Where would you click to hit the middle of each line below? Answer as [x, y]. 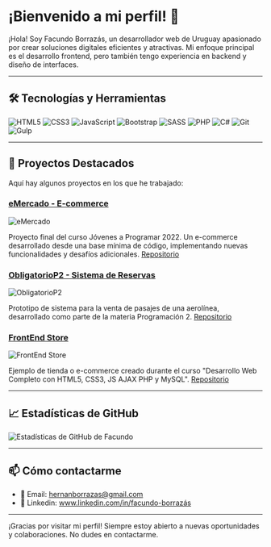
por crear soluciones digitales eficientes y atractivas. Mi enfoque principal [131, 47]
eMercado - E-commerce [58, 203]
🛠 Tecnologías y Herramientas [88, 99]
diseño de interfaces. [44, 65]
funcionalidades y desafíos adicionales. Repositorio [94, 254]
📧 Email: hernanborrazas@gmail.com [81, 495]
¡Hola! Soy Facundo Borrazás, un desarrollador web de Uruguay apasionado [135, 39]
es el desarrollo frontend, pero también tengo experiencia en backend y [128, 56]
